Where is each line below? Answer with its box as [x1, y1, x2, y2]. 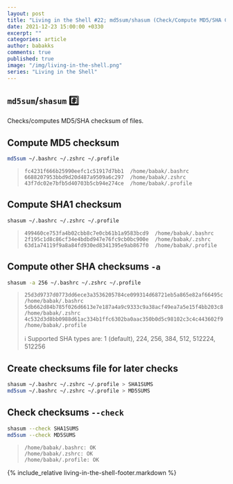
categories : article [7, 36, 67, 43]
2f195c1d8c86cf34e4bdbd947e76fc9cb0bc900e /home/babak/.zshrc [24, 235, 212, 243]
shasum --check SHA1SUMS [7, 425, 79, 432]
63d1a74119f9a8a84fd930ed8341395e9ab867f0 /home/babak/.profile [24, 242, 217, 249]
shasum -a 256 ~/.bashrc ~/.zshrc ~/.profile [7, 279, 141, 286]
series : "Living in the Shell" [7, 68, 98, 75]
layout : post [7, 10, 45, 17]
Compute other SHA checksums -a [7, 261, 161, 273]
